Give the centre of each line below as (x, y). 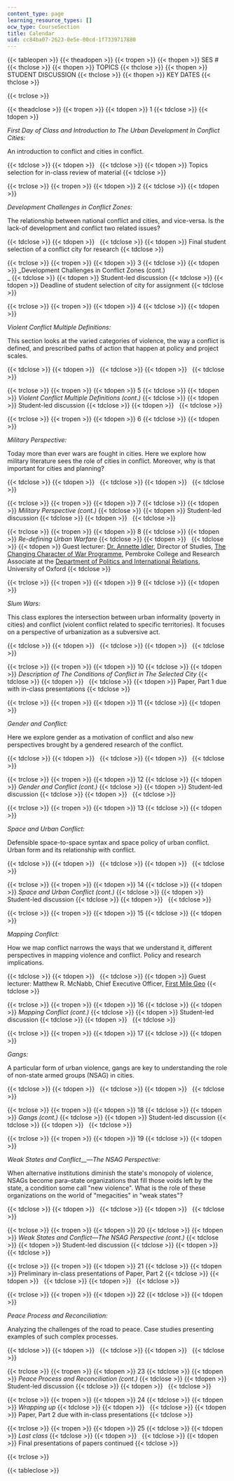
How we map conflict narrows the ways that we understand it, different (110, 948)
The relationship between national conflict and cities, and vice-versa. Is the (116, 221)
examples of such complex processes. (63, 1336)
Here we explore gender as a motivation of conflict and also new (101, 737)
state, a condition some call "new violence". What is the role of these (106, 1188)
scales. (18, 356)
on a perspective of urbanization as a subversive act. (84, 632)
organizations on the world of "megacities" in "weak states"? (95, 1195)
